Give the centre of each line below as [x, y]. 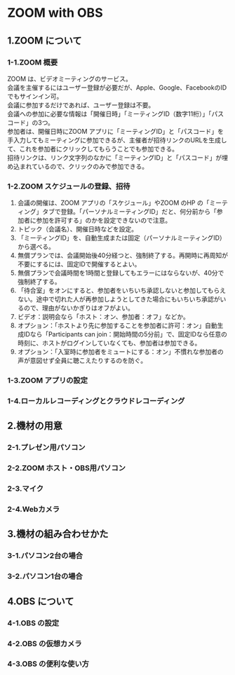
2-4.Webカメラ [34, 510]
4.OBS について [41, 601]
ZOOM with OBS [55, 13]
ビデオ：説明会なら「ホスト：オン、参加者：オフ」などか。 [103, 317]
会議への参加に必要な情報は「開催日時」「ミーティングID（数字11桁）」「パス [116, 114]
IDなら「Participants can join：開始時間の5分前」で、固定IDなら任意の [126, 334]
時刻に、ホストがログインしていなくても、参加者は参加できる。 [109, 343]
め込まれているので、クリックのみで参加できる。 [78, 166]
